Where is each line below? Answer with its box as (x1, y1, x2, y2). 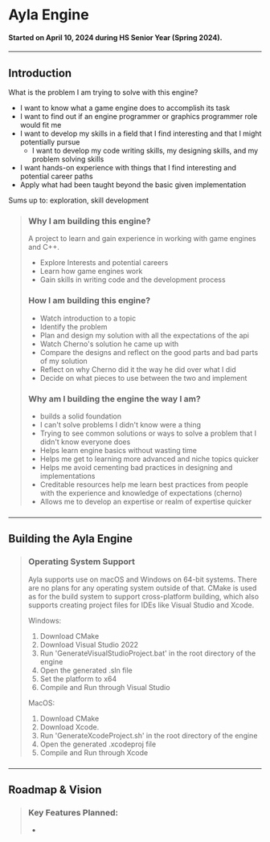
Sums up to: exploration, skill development (8, 195, 149, 206)
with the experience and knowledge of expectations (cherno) (39, 488, 243, 498)
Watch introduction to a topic (39, 313, 137, 323)
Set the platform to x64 (39, 673, 117, 684)
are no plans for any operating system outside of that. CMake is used (27, 582, 257, 592)
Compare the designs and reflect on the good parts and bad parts (39, 347, 259, 357)
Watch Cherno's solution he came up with (39, 339, 179, 349)
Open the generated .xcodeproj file (39, 739, 157, 749)
